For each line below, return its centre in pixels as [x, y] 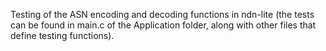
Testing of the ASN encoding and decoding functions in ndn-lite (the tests [162, 14]
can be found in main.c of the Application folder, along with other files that [163, 25]
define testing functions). [62, 35]
